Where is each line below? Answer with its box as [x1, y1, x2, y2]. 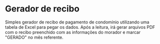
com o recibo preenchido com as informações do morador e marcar [5, 29, 141, 35]
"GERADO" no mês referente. [5, 34, 64, 40]
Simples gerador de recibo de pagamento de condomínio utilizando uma [5, 19, 149, 25]
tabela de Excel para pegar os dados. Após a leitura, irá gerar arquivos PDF [5, 24, 155, 30]
